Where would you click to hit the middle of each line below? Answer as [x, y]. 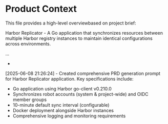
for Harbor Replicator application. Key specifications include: [69, 79]
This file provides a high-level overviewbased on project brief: [71, 23]
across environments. [28, 43]
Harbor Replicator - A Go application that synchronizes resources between [84, 33]
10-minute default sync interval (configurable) [61, 105]
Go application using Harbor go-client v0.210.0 [62, 89]
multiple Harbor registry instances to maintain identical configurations [79, 38]
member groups [30, 100]
